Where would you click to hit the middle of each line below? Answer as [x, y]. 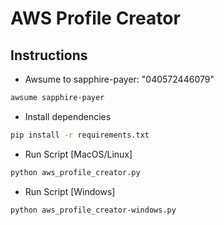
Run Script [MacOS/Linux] [78, 154]
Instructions [49, 55]
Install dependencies [68, 116]
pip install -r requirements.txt [80, 135]
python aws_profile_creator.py [75, 172]
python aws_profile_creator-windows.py [93, 210]
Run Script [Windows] [70, 191]
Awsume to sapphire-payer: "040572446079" [119, 79]
